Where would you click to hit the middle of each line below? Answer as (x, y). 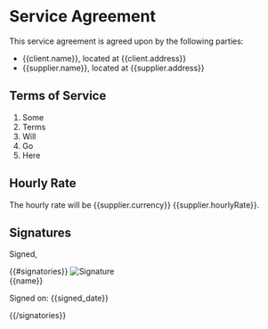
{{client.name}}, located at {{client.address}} (104, 58)
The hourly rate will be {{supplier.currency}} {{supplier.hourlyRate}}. (134, 205)
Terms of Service (58, 96)
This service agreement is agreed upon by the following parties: (126, 41)
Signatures (41, 232)
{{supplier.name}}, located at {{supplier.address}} (113, 68)
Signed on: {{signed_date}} (59, 298)
